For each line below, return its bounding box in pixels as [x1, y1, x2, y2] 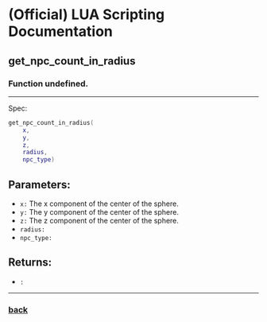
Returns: [8, 256, 52, 270]
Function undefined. [8, 78, 89, 89]
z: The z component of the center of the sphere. [19, 215, 179, 225]
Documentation [8, 22, 114, 41]
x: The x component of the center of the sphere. [19, 199, 179, 208]
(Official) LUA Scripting [8, 6, 165, 24]
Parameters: [8, 177, 71, 192]
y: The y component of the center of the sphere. [19, 207, 179, 216]
